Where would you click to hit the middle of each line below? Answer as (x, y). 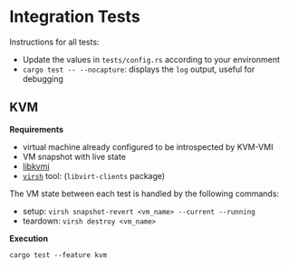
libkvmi (36, 166)
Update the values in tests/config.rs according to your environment (151, 59)
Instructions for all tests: (54, 42)
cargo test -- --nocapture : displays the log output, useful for (139, 69)
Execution (29, 238)
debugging (43, 78)
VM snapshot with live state (74, 156)
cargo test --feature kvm (58, 255)
